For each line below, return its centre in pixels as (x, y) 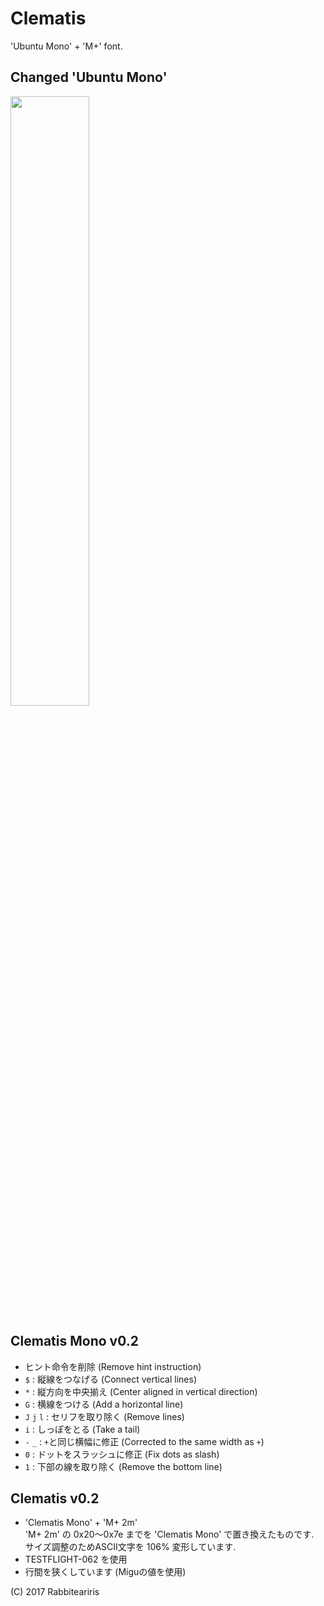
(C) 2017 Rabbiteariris (55, 1592)
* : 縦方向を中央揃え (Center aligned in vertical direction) (141, 1391)
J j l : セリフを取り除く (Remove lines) (104, 1416)
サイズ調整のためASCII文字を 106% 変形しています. (130, 1547)
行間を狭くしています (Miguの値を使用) (105, 1572)
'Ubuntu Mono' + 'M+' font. (66, 46)
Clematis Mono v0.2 (74, 1341)
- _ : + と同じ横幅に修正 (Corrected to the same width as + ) (144, 1441)
